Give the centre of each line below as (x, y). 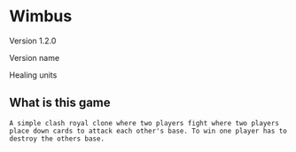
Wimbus (41, 16)
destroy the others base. (57, 139)
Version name (35, 57)
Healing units (33, 75)
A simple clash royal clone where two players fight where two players (144, 123)
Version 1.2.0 (33, 41)
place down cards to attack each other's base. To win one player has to (148, 131)
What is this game (60, 103)
